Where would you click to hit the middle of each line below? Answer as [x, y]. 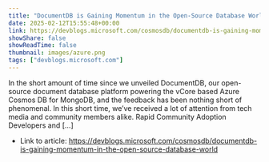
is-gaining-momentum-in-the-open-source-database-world [119, 149]
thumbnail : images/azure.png [57, 53]
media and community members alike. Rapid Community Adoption [117, 117]
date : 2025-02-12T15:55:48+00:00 [64, 23]
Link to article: [43, 140]
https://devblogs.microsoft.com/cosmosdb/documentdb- [163, 140]
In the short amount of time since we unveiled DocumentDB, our [114, 83]
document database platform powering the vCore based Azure [137, 91]
